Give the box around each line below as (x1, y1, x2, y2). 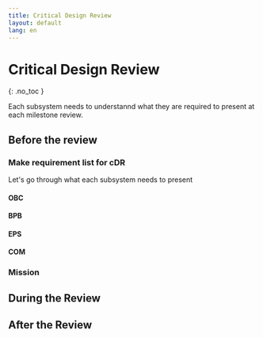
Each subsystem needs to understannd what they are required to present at (8, 102, 255, 112)
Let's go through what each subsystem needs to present (8, 175, 193, 184)
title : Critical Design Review (8, 11, 112, 20)
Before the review (8, 133, 97, 146)
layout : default (8, 19, 62, 27)
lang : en (8, 26, 37, 34)
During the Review (8, 291, 101, 305)
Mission (8, 267, 40, 278)
